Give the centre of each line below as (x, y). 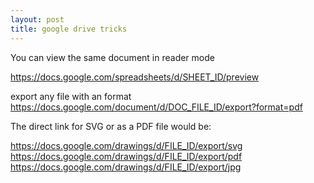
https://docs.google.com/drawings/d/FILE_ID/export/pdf (126, 156)
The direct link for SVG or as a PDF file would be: (111, 126)
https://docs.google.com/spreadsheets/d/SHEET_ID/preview (135, 77)
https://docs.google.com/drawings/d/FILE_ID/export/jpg (126, 167)
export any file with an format (71, 96)
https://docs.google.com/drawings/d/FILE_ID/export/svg (126, 145)
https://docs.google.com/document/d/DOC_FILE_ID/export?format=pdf (156, 107)
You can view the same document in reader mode (112, 57)
